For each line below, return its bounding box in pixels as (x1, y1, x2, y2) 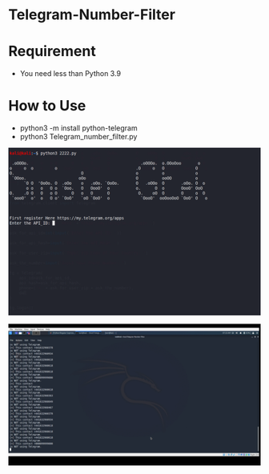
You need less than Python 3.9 (19, 69, 122, 78)
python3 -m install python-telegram (19, 123, 138, 133)
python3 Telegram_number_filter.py (19, 132, 138, 142)
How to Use (8, 97, 86, 115)
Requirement (8, 42, 96, 61)
